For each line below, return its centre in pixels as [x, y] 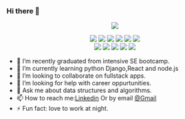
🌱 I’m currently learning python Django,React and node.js [97, 69]
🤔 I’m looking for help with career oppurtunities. [84, 83]
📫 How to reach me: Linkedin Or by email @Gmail [86, 98]
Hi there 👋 [23, 11]
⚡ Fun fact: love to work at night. [62, 109]
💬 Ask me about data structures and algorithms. [84, 90]
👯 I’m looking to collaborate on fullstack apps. [81, 76]
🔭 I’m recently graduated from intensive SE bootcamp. [93, 61]
